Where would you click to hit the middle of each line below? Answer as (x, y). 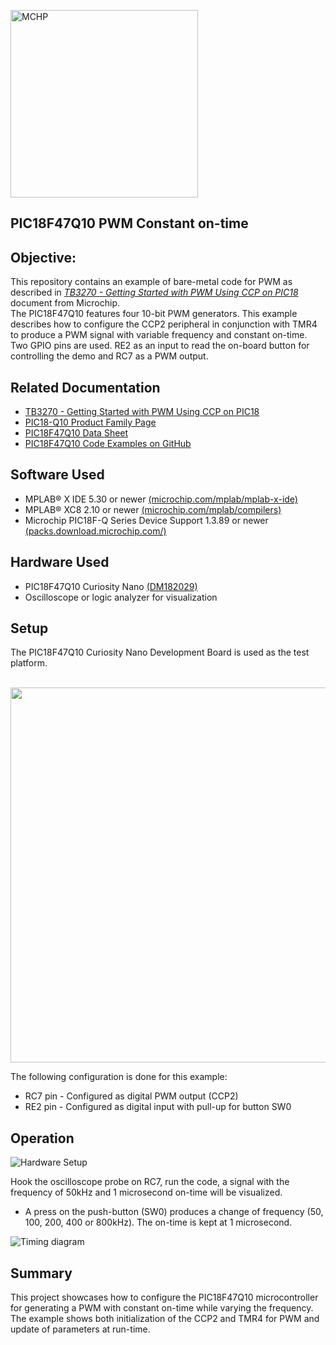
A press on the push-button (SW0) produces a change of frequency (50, (174, 1212)
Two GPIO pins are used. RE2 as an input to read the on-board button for (160, 346)
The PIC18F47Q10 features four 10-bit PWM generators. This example (154, 314)
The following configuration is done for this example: (119, 1077)
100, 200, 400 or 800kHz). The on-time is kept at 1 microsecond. (158, 1222)
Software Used (57, 475)
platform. (29, 663)
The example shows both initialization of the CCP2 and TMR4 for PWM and (165, 1319)
